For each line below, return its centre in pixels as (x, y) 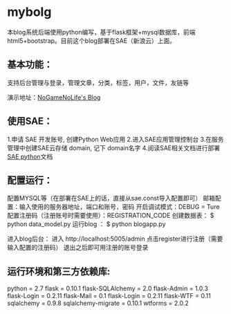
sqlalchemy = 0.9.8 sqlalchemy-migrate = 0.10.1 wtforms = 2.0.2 (98, 303)
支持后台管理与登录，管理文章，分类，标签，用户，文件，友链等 (98, 82)
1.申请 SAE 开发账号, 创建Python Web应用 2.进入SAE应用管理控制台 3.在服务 (115, 139)
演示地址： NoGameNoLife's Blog (54, 97)
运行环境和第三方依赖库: (59, 271)
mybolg (29, 12)
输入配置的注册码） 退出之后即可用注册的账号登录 (78, 248)
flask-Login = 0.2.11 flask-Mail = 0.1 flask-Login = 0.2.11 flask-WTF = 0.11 (109, 296)
